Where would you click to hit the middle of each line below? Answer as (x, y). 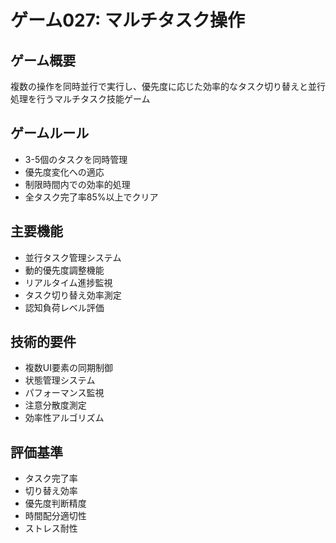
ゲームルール (50, 133)
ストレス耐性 (51, 528)
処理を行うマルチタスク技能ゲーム (80, 99)
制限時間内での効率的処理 (77, 184)
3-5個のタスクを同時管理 (76, 159)
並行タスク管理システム (73, 257)
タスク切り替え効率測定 (73, 295)
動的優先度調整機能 (64, 270)
